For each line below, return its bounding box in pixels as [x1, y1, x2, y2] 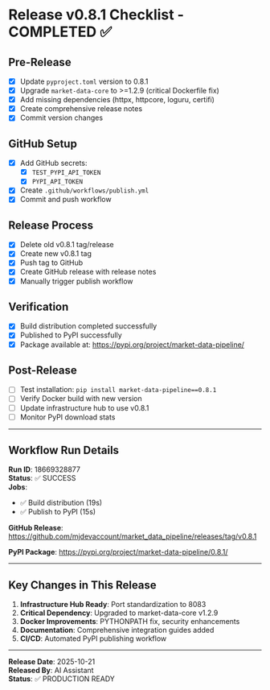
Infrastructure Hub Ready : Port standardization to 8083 [19, 600, 207, 609]
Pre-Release [8, 55, 72, 69]
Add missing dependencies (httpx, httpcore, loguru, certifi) [19, 95, 215, 105]
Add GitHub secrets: [19, 159, 88, 168]
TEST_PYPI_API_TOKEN [31, 169, 101, 177]
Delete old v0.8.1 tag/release [19, 240, 114, 250]
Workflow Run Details [8, 444, 119, 457]
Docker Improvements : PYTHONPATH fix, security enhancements [19, 617, 240, 626]
